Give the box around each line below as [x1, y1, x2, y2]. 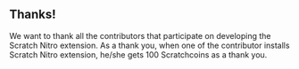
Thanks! [9, 7, 56, 22]
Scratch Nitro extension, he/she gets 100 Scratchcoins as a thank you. [9, 49, 268, 60]
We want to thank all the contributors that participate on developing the [9, 30, 271, 41]
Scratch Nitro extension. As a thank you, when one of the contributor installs [9, 40, 290, 50]
